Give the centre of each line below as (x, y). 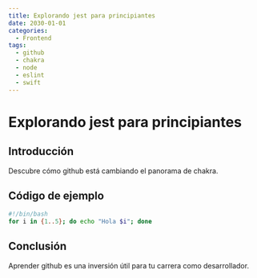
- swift (28, 82)
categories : (28, 30)
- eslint (30, 75)
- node (26, 68)
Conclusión (38, 246)
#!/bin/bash (28, 214)
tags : (17, 46)
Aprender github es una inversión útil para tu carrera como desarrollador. (129, 265)
